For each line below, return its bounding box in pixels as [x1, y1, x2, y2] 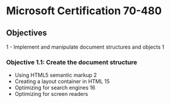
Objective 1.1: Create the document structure [6, 58, 137, 66]
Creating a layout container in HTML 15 [14, 78, 110, 85]
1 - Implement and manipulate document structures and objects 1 [6, 43, 165, 50]
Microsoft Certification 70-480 [6, 4, 162, 18]
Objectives [6, 28, 47, 38]
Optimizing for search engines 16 [14, 84, 96, 91]
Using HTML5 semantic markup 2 [14, 72, 97, 79]
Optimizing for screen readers [14, 91, 88, 98]
